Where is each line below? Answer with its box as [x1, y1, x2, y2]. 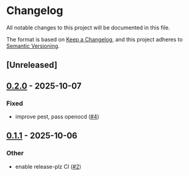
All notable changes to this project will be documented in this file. [6, 24, 171, 31]
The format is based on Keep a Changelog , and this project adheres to [6, 35, 183, 43]
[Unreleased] [6, 60, 58, 70]
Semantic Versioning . [6, 42, 60, 50]
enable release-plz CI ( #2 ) [15, 163, 82, 170]
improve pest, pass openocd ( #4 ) [15, 113, 99, 120]
